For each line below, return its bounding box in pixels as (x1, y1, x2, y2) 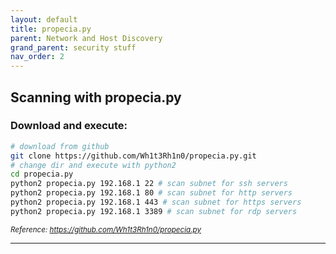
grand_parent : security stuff (10, 42, 137, 53)
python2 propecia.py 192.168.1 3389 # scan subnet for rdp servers (10, 206, 298, 216)
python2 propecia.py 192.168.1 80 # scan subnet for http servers (10, 188, 293, 198)
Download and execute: (10, 119, 128, 133)
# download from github (10, 141, 110, 151)
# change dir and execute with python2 (10, 160, 177, 170)
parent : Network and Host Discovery (10, 33, 163, 43)
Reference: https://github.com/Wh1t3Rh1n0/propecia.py (10, 224, 202, 235)
